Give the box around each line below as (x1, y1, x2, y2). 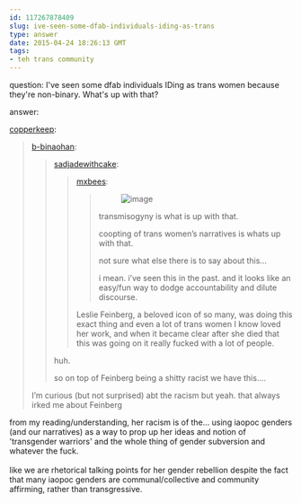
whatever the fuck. (9, 446, 79, 456)
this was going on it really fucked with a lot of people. (75, 338, 275, 349)
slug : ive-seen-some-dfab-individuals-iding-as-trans (9, 22, 216, 31)
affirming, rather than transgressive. (9, 484, 143, 494)
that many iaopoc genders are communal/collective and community (9, 474, 260, 485)
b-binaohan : (31, 141, 77, 152)
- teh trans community (9, 55, 94, 64)
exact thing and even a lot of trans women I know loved (75, 319, 281, 329)
